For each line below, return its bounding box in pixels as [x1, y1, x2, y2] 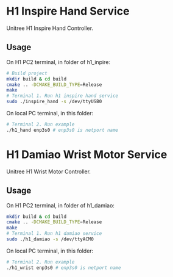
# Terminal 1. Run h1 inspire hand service [6, 93, 119, 99]
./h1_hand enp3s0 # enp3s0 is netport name [6, 127, 119, 133]
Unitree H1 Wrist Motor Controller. [6, 168, 91, 175]
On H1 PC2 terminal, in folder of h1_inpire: [6, 58, 111, 65]
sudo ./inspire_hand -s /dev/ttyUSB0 [6, 99, 102, 105]
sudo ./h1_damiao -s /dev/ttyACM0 [6, 236, 94, 242]
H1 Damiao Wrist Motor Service [6, 148, 168, 161]
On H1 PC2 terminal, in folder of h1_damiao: [6, 201, 115, 209]
